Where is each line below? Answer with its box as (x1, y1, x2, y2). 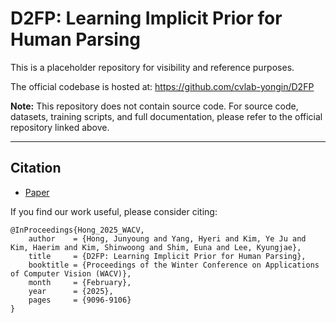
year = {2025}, (28, 286, 114, 296)
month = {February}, (28, 277, 132, 287)
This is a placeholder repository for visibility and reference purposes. (10, 61, 295, 73)
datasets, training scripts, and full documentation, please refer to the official (10, 110, 323, 122)
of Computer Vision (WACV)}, (10, 268, 132, 279)
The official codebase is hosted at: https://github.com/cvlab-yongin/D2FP (10, 80, 315, 92)
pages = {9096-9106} (28, 295, 132, 305)
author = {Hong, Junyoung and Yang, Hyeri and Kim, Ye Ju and (28, 233, 307, 244)
